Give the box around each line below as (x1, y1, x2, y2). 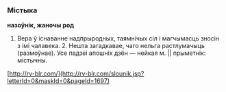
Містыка (7, 5, 38, 15)
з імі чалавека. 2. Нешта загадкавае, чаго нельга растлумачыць (16, 42, 205, 50)
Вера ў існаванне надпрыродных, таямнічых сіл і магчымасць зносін (16, 34, 220, 43)
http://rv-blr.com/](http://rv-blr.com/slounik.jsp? (9, 69, 145, 78)
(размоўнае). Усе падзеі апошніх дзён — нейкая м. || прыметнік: (16, 49, 206, 57)
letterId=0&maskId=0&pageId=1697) (7, 77, 110, 85)
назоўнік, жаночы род (7, 21, 75, 30)
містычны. (16, 56, 48, 65)
